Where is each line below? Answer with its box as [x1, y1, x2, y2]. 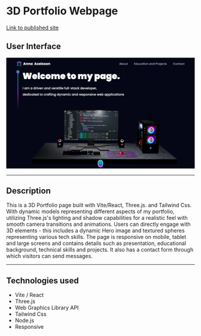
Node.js [14, 317, 35, 324]
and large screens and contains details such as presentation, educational [6, 240, 187, 247]
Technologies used [6, 276, 79, 286]
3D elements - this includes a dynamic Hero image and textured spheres [6, 227, 185, 234]
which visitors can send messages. [6, 253, 93, 260]
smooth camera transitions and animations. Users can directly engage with [6, 220, 191, 228]
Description [6, 186, 51, 196]
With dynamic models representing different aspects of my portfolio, [6, 208, 175, 215]
